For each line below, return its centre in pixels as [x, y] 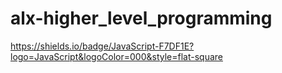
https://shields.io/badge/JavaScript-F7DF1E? [102, 46]
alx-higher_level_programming [141, 18]
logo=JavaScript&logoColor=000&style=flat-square [116, 56]
